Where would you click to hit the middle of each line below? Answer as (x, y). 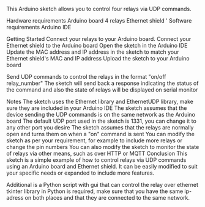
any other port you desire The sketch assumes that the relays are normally (100, 127)
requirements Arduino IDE (39, 27)
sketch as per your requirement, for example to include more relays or (94, 140)
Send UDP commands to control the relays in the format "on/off (86, 77)
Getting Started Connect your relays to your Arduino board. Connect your (99, 39)
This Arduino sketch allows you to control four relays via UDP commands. (99, 9)
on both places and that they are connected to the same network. (107, 198)
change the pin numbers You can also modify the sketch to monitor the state (103, 147)
